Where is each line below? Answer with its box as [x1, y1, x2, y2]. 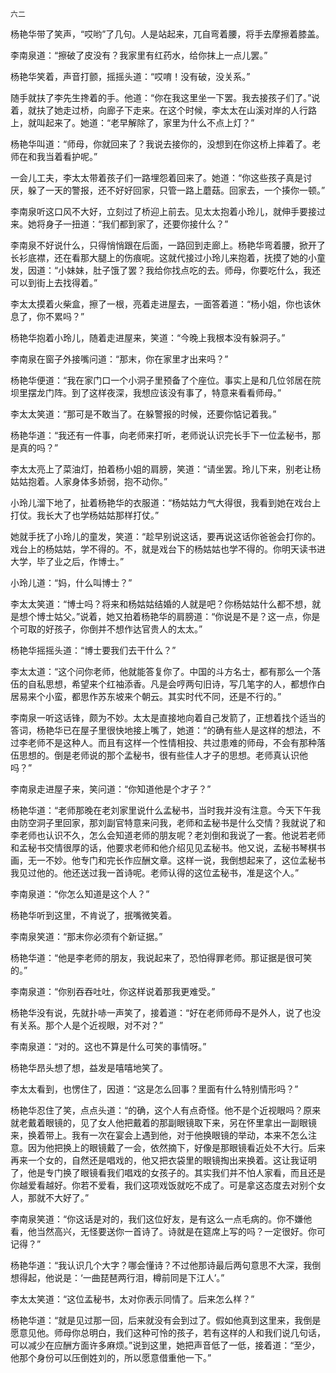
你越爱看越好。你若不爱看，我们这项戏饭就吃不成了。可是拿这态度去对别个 [10, 1179, 317, 1191]
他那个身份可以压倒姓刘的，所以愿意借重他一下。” [10, 1352, 212, 1363]
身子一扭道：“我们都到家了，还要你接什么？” [44, 218, 229, 230]
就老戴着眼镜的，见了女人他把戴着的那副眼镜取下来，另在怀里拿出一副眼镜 [10, 1117, 317, 1128]
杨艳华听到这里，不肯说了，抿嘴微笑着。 [10, 909, 177, 921]
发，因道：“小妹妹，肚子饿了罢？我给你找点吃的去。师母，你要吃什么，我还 [10, 264, 322, 276]
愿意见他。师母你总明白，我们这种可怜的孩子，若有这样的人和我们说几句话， [10, 1327, 326, 1338]
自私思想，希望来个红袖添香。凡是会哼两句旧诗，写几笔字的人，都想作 [27, 678, 317, 690]
